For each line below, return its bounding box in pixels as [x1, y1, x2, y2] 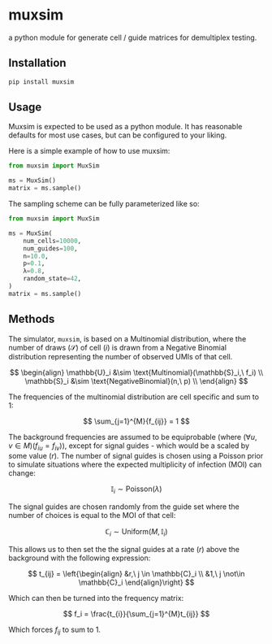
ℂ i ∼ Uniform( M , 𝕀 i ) [105, 527, 168, 538]
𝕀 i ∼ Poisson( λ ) [110, 484, 162, 496]
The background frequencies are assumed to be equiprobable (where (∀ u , [8, 432, 257, 442]
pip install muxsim [8, 77, 75, 86]
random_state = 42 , [23, 275, 82, 283]
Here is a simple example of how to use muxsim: [8, 146, 171, 156]
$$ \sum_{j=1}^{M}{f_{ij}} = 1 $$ [83, 416, 190, 426]
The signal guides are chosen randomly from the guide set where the [8, 502, 240, 511]
